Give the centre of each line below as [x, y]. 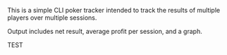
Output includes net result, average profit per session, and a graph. [105, 31]
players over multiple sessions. [52, 18]
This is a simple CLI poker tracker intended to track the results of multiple [114, 10]
